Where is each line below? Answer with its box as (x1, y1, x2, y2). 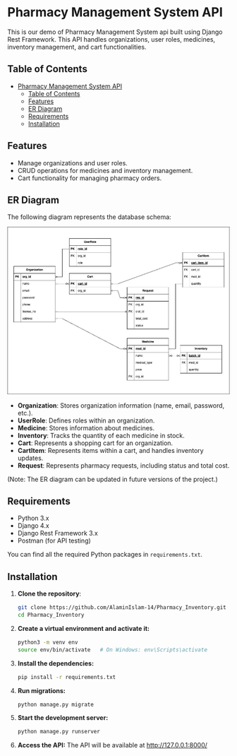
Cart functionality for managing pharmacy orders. (17, 174, 162, 182)
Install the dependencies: (17, 658, 94, 668)
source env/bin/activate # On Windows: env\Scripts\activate (17, 646, 208, 654)
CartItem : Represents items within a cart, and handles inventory (17, 446, 204, 454)
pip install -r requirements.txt (17, 673, 116, 680)
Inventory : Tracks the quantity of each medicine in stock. (17, 431, 185, 439)
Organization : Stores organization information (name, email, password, (17, 401, 225, 410)
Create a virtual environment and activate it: (17, 624, 150, 632)
